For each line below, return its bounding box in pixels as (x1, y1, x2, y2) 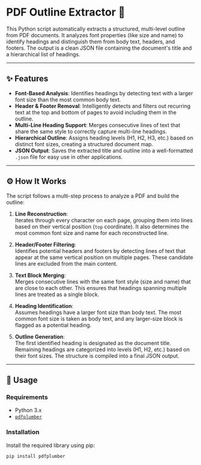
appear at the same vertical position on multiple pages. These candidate (14, 253, 193, 261)
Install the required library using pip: (6, 442, 95, 449)
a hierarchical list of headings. (6, 50, 81, 58)
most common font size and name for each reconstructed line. (14, 229, 169, 236)
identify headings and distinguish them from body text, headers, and (6, 38, 175, 45)
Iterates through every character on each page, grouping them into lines (14, 216, 193, 224)
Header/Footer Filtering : (14, 241, 77, 248)
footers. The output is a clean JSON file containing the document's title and (6, 44, 193, 52)
